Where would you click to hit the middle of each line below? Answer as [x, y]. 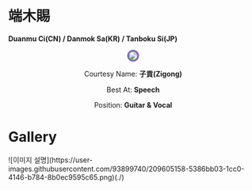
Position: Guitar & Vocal [133, 104]
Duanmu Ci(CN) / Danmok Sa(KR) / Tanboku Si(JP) [93, 38]
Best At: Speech [133, 89]
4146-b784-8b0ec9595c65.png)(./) [66, 177]
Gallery [32, 137]
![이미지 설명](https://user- [51, 160]
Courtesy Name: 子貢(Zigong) [133, 74]
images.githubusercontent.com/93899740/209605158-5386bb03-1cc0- [126, 169]
